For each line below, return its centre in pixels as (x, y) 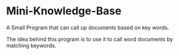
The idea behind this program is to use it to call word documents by (89, 39)
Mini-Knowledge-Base (64, 11)
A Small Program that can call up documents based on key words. (88, 27)
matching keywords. (31, 45)
